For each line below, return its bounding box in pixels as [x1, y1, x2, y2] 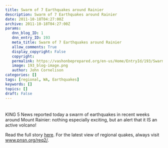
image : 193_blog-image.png [11, 63, 68, 68]
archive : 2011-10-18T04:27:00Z [5, 21, 70, 26]
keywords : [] [5, 81, 32, 86]
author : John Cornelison [11, 68, 64, 73]
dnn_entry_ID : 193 [11, 35, 50, 40]
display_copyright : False [11, 49, 66, 54]
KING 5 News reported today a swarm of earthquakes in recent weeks [5, 111, 150, 117]
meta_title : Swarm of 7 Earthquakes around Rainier [11, 40, 122, 45]
